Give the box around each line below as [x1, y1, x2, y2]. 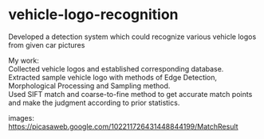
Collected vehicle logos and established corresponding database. [8, 64, 224, 73]
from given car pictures [8, 40, 85, 49]
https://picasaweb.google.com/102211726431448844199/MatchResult [8, 122, 238, 131]
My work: [8, 56, 40, 65]
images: [8, 113, 34, 122]
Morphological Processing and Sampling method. [8, 81, 171, 91]
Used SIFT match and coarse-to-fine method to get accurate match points [8, 89, 253, 98]
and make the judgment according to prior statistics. [8, 98, 180, 107]
